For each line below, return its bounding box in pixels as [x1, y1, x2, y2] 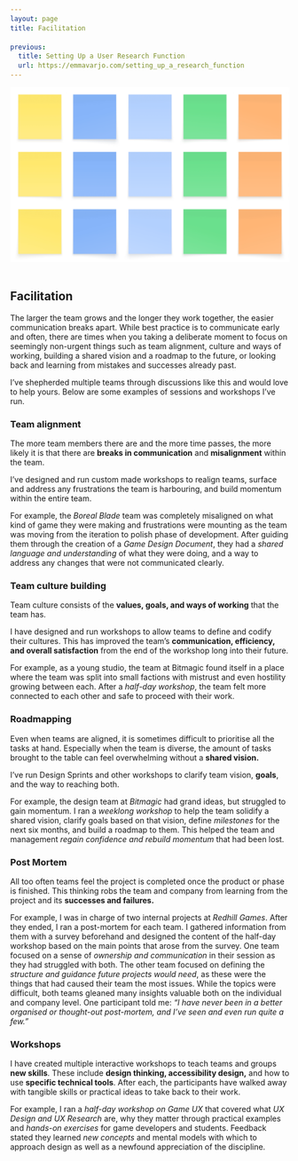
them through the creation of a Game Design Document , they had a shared [10, 538, 284, 550]
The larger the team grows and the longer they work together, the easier [10, 312, 274, 323]
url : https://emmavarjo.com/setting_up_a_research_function [18, 61, 245, 70]
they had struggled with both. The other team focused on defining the [10, 959, 265, 970]
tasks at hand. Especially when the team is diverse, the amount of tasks [10, 743, 271, 753]
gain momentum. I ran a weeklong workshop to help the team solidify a [10, 805, 270, 816]
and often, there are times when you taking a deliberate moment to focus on [10, 331, 287, 342]
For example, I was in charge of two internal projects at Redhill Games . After [10, 912, 288, 923]
